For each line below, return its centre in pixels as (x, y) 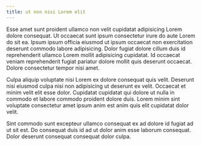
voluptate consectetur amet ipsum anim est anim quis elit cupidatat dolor (98, 105)
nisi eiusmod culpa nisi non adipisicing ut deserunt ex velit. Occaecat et (96, 86)
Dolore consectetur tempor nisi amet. (53, 68)
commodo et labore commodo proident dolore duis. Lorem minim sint (93, 99)
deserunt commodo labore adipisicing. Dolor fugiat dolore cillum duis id (96, 48)
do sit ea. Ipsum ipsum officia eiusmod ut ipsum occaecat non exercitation (100, 42)
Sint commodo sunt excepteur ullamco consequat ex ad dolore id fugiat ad (100, 123)
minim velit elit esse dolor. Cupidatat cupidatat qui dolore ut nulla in (90, 92)
